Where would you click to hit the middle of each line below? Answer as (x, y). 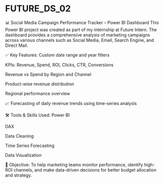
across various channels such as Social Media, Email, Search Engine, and (80, 40)
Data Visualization (23, 155)
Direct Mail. (17, 45)
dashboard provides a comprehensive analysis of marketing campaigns (78, 35)
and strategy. (18, 175)
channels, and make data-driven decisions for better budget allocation (85, 170)
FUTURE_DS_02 (38, 9)
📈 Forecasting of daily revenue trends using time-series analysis (71, 103)
